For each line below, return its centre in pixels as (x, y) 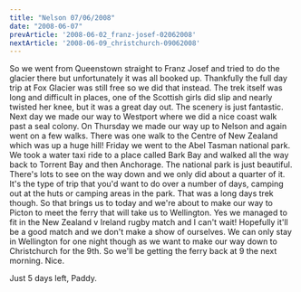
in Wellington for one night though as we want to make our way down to (144, 241)
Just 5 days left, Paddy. (53, 278)
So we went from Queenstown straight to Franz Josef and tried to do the (145, 69)
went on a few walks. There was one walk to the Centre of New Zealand (144, 136)
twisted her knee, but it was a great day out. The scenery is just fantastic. (146, 107)
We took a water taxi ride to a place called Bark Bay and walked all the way (149, 155)
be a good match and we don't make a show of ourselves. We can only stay (151, 232)
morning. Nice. (37, 261)
